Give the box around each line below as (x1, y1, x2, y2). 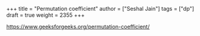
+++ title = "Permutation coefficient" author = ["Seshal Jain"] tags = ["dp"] (6, 5, 195, 12)
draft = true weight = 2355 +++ (6, 11, 85, 19)
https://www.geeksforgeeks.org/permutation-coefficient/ (6, 23, 150, 30)
